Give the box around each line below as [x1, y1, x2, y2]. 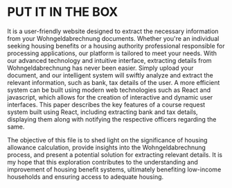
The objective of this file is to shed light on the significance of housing [7, 135, 208, 144]
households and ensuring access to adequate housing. [7, 172, 164, 180]
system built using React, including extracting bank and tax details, [7, 108, 199, 116]
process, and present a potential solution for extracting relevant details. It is [7, 150, 223, 159]
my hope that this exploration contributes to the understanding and [7, 158, 199, 166]
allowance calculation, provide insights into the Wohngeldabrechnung [7, 143, 206, 151]
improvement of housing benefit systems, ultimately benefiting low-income [7, 165, 222, 173]
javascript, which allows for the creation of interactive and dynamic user [7, 93, 213, 101]
